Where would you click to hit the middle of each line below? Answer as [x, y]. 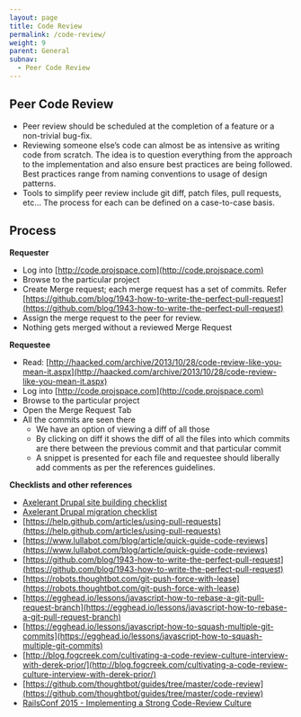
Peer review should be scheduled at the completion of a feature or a [148, 126]
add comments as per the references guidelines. [125, 467]
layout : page [34, 18]
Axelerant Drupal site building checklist [95, 502]
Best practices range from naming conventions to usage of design [145, 174]
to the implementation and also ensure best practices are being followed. [157, 164]
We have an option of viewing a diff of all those [123, 429]
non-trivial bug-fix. [57, 135]
